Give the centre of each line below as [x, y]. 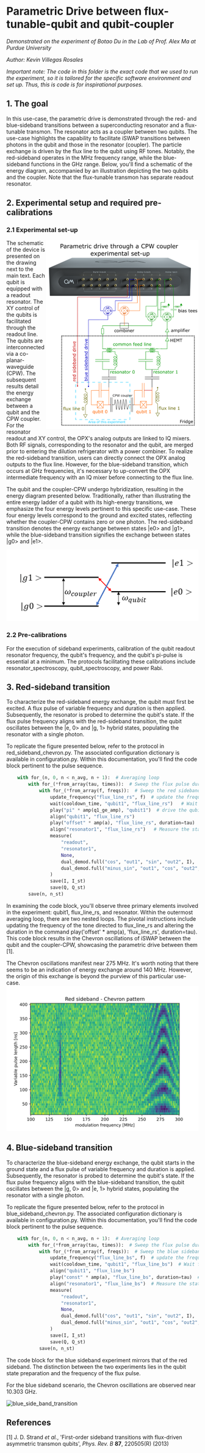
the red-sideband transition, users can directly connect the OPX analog [96, 458]
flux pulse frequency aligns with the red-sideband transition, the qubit [94, 722]
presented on [23, 256]
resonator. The [25, 302]
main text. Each [26, 276]
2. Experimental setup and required [75, 203]
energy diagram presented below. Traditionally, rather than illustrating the [99, 496]
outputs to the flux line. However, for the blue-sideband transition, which [97, 464]
